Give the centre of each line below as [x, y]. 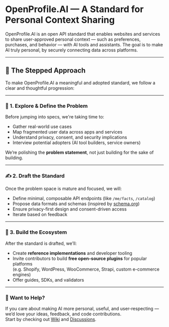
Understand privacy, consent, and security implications [70, 138]
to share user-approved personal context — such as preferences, [73, 39]
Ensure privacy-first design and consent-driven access [69, 209]
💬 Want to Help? [25, 297]
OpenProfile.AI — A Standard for [74, 9]
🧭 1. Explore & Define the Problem [47, 106]
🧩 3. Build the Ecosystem [36, 232]
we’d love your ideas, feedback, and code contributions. [63, 314]
